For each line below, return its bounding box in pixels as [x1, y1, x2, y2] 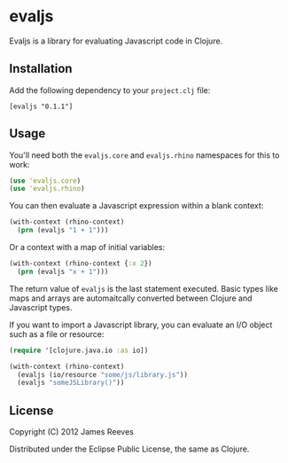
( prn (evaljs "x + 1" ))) [17, 267, 109, 276]
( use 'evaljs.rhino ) [9, 184, 86, 193]
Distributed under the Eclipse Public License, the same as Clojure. [9, 443, 250, 454]
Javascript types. [9, 302, 73, 312]
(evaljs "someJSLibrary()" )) [17, 379, 125, 388]
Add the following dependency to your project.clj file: [9, 84, 211, 95]
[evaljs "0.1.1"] [9, 102, 74, 111]
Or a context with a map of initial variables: [9, 242, 166, 253]
